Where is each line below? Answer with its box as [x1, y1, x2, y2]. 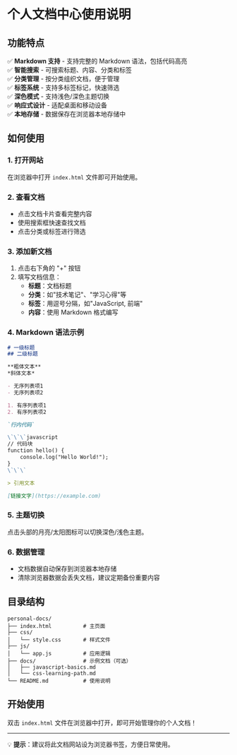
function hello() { [7, 447, 65, 454]
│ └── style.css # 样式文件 [7, 636, 111, 643]
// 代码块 [7, 441, 33, 448]
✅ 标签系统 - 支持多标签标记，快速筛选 [7, 83, 120, 92]
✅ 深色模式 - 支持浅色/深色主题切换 [7, 93, 110, 100]
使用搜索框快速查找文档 [17, 218, 86, 227]
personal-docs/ [7, 615, 52, 622]
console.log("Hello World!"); [20, 453, 109, 461]
